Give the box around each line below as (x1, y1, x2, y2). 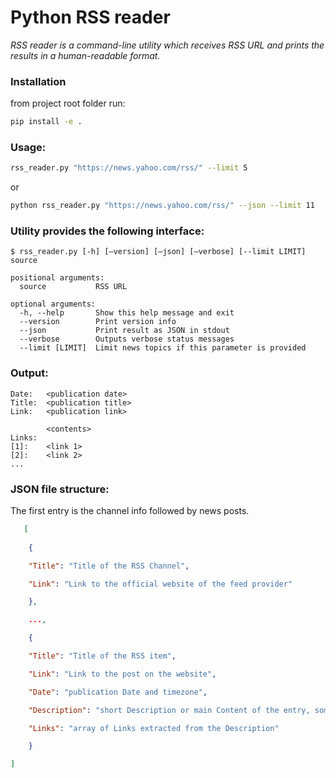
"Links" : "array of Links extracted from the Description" (28, 723, 280, 733)
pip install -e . (10, 117, 83, 127)
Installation (10, 74, 67, 88)
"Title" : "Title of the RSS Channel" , (28, 561, 190, 571)
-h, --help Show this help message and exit (19, 308, 235, 318)
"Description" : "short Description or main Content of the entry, (28, 705, 311, 715)
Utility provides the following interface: (10, 224, 205, 238)
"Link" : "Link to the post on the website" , (28, 669, 217, 679)
